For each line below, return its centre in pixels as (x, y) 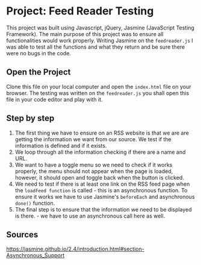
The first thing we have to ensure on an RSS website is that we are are (102, 133)
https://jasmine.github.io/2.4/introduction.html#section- (75, 249)
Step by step (30, 118)
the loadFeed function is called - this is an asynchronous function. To (101, 190)
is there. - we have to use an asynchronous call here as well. (90, 216)
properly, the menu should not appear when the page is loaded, (94, 171)
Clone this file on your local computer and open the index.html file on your (99, 87)
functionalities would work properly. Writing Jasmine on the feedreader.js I (100, 40)
